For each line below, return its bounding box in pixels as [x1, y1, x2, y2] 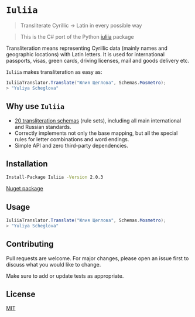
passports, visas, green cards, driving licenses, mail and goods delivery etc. [6, 57, 190, 64]
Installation [6, 159, 48, 169]
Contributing [6, 239, 54, 249]
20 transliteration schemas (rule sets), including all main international [14, 117, 182, 124]
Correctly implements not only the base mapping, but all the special [14, 129, 178, 137]
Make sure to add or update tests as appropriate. [6, 272, 124, 279]
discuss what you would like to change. [6, 261, 101, 268]
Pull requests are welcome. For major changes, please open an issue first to [6, 254, 189, 262]
